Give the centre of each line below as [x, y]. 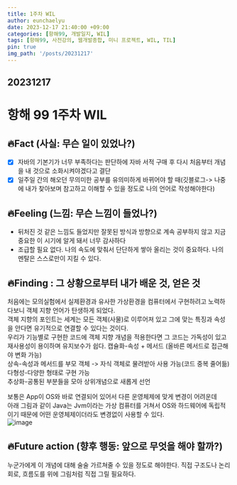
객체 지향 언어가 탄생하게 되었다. [71, 311]
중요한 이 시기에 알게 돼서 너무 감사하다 [72, 241]
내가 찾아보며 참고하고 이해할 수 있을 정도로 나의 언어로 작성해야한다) [120, 188]
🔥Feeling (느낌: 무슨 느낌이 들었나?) [82, 213]
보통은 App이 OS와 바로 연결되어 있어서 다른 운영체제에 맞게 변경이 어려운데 [112, 397]
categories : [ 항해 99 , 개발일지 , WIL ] [59, 34]
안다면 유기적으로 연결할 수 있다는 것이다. [72, 329]
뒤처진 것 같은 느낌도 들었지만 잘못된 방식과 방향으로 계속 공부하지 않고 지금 [122, 232]
